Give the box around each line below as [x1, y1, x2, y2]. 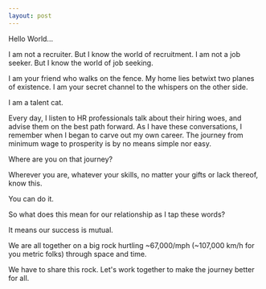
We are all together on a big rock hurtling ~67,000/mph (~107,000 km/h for [8, 240, 255, 250]
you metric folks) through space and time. [8, 249, 147, 258]
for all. [8, 273, 30, 283]
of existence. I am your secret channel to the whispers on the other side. [8, 82, 248, 92]
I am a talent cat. [8, 97, 64, 107]
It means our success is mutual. [8, 225, 114, 234]
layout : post [8, 11, 52, 20]
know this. [8, 178, 43, 188]
